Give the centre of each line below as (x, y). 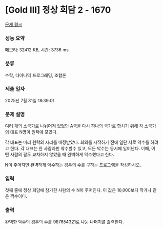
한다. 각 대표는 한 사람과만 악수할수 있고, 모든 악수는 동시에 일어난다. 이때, (80, 149)
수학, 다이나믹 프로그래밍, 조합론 (36, 75)
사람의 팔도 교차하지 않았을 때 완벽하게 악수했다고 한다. (62, 154)
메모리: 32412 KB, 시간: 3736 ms (37, 50)
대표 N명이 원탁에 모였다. (34, 132)
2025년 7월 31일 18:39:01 (30, 100)
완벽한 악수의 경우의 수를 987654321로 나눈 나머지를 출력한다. (64, 222)
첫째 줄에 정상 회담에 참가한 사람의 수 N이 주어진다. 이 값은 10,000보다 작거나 (78, 190)
